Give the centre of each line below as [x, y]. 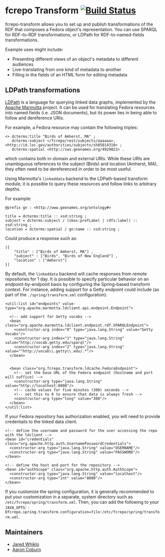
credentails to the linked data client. [41, 421]
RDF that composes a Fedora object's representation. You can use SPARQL [81, 29]
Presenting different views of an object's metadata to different [75, 59]
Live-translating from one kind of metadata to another [67, 70]
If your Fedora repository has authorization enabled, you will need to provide [83, 416]
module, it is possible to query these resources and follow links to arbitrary [81, 184]
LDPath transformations [43, 90]
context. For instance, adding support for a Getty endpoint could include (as [82, 289]
